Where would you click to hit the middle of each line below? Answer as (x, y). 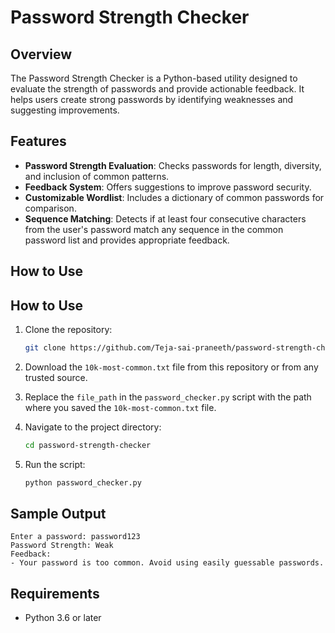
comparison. (50, 208)
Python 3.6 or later (63, 618)
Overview (41, 54)
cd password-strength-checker (88, 445)
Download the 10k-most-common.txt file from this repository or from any (171, 367)
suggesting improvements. (65, 110)
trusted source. (56, 377)
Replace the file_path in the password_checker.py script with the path (168, 397)
